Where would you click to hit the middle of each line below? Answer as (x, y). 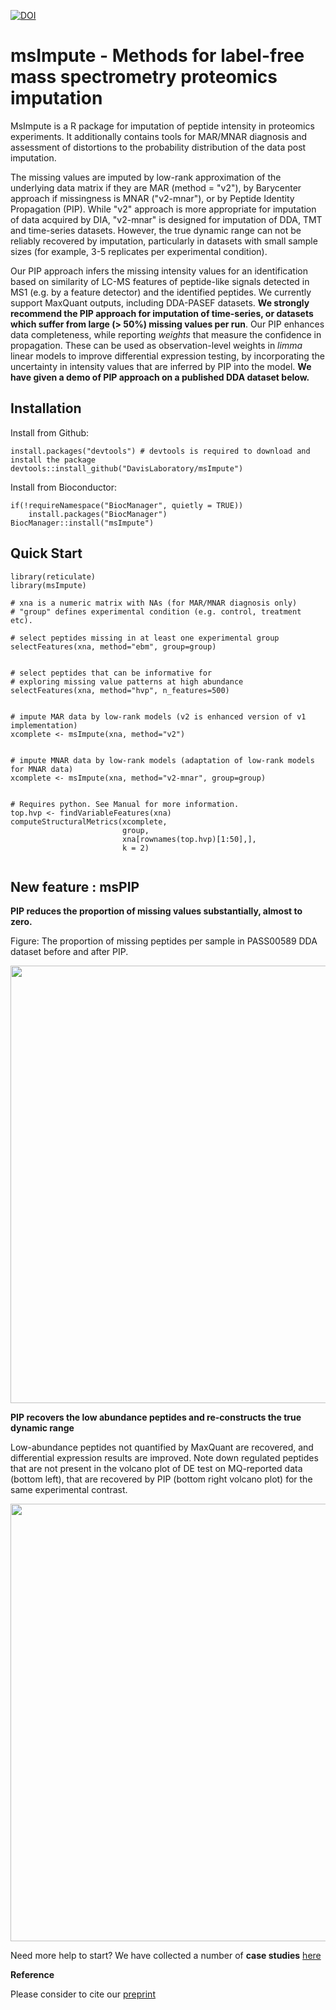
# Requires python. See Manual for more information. (125, 804)
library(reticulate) (53, 576)
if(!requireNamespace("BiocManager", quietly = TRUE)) (127, 505)
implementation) (44, 725)
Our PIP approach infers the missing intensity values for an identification (159, 271)
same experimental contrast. (69, 1490)
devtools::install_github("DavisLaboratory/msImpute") (127, 468)
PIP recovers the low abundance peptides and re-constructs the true (156, 1417)
